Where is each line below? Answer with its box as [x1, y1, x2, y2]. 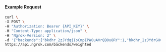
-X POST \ [4, 20, 25, 25]
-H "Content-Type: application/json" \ [4, 28, 87, 33]
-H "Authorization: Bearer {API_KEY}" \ [4, 24, 90, 29]
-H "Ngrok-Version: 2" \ [4, 33, 56, 38]
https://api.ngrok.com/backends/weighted [4, 42, 92, 47]
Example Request [4, 4, 42, 10]
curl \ [4, 15, 18, 20]
